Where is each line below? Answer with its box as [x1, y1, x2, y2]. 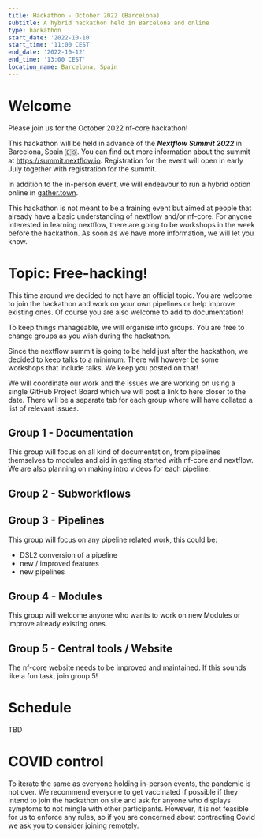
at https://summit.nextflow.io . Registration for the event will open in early [8, 156, 244, 165]
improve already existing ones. [8, 619, 108, 629]
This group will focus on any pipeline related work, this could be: [8, 535, 218, 544]
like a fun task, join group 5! [8, 671, 98, 681]
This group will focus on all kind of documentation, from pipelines [8, 447, 220, 457]
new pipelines [19, 566, 65, 577]
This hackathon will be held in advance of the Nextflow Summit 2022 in [8, 138, 243, 148]
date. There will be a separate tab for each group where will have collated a [8, 395, 254, 404]
